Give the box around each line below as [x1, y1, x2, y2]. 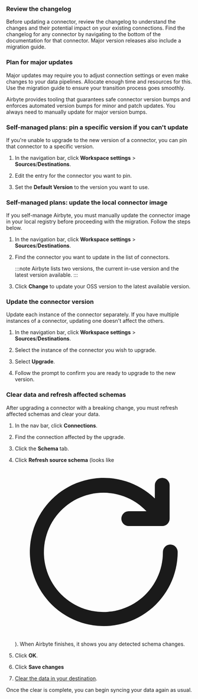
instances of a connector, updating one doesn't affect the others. [6, 318, 165, 325]
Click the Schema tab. [14, 445, 69, 452]
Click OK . [14, 652, 38, 659]
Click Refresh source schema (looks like [14, 456, 114, 463]
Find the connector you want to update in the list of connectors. [14, 254, 170, 261]
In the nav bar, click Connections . [14, 422, 98, 429]
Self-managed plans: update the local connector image [6, 198, 168, 206]
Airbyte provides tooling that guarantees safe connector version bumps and [6, 95, 191, 102]
